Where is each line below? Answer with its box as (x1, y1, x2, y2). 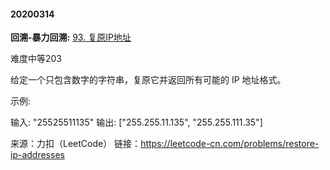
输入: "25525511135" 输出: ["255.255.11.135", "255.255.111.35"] (10, 116, 263, 129)
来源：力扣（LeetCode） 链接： (10, 138, 142, 150)
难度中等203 (10, 53, 63, 65)
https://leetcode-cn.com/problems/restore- (140, 138, 320, 150)
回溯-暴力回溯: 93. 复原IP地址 (10, 31, 132, 44)
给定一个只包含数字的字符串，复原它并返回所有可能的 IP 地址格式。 (10, 74, 287, 86)
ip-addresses (10, 149, 65, 161)
